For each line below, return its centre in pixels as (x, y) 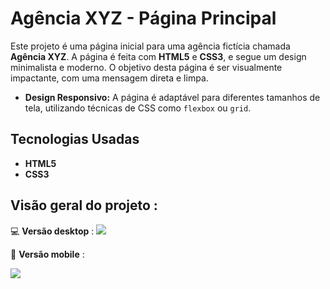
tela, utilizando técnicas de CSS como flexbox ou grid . (138, 108)
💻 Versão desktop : (52, 231)
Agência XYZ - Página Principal (143, 18)
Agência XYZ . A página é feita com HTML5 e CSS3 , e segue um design (158, 56)
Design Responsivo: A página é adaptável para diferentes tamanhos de (172, 97)
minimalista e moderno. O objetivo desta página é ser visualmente (146, 67)
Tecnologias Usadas (75, 139)
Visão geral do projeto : (84, 205)
